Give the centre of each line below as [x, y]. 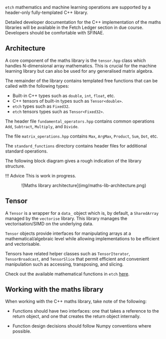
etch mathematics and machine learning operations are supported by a [78, 7]
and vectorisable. [23, 244]
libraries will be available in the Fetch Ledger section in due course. [74, 27]
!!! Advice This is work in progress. [41, 175]
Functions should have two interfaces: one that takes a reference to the [86, 311]
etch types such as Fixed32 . [41, 106]
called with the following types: [37, 86]
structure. [15, 166]
